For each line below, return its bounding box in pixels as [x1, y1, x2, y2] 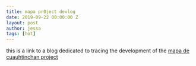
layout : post [6, 20, 39, 26]
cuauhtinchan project [6, 54, 58, 61]
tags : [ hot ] [6, 31, 36, 37]
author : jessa [6, 25, 42, 32]
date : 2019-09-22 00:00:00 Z [6, 14, 78, 20]
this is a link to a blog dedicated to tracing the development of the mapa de [6, 47, 190, 54]
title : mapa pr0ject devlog [6, 8, 76, 15]
